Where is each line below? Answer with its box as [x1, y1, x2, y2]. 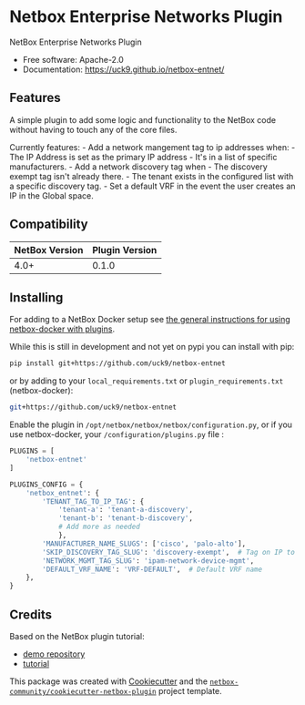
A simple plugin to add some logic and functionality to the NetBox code [9, 114, 276, 125]
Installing [9, 290, 64, 305]
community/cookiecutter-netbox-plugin [9, 687, 157, 696]
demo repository [22, 649, 86, 659]
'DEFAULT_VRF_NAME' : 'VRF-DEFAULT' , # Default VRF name [42, 565, 262, 574]
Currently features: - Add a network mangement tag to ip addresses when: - [9, 141, 296, 152]
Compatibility [9, 217, 88, 232]
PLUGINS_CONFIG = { [9, 480, 84, 489]
